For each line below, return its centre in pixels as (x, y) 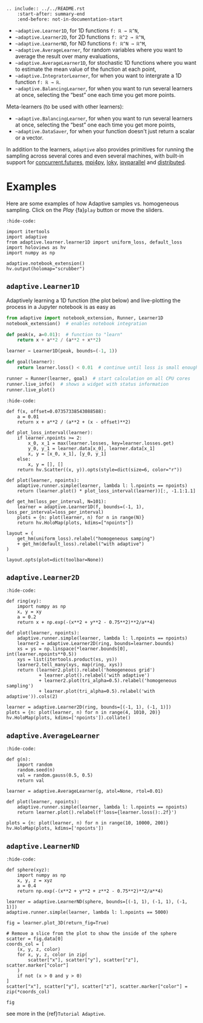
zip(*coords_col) (28, 992)
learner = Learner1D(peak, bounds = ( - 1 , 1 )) (62, 351)
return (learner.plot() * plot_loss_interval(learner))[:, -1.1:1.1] (107, 491)
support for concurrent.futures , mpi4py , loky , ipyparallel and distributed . (96, 162)
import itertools (28, 231)
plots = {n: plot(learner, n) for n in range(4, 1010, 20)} (84, 713)
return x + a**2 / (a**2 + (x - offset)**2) (74, 422)
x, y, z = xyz (35, 880)
